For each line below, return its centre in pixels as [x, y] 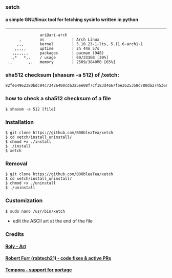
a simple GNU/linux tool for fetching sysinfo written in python [72, 20]
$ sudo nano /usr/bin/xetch [35, 211]
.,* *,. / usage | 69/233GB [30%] [59, 58]
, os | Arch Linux [59, 40]
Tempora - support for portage [39, 270]
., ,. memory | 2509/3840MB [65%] [61, 62]
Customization [24, 200]
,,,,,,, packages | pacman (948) [58, 53]
